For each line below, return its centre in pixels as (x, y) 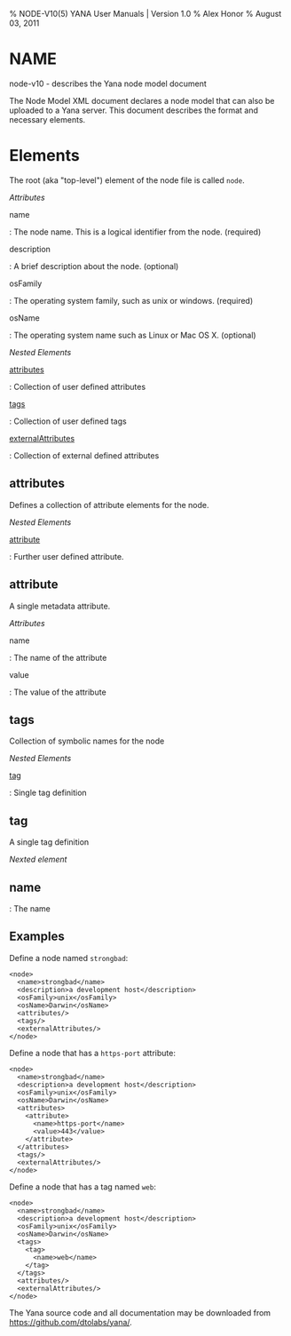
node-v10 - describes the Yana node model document (108, 83)
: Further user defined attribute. (67, 556)
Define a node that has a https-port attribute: (92, 1053)
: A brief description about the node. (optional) (94, 266)
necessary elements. (47, 119)
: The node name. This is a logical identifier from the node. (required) (135, 232)
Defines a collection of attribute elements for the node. (109, 505)
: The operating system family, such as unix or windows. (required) (131, 300)
